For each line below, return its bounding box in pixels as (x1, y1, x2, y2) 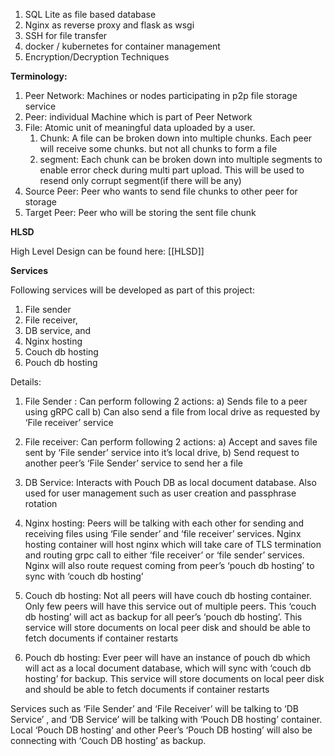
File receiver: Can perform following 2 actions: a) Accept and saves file (24, 436, 318, 448)
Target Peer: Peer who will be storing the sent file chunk (24, 207, 257, 218)
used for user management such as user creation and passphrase (24, 487, 297, 499)
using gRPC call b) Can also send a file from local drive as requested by (24, 406, 321, 418)
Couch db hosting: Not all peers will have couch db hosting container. (24, 590, 312, 601)
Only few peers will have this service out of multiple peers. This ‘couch (24, 600, 317, 612)
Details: (10, 376, 42, 388)
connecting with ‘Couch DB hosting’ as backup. (10, 735, 207, 746)
